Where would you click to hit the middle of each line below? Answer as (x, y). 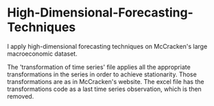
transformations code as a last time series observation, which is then (105, 89)
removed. (21, 96)
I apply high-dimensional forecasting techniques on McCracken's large (107, 46)
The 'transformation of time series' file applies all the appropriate (99, 67)
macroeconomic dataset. (42, 54)
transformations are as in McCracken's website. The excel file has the (106, 81)
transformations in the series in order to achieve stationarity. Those (102, 74)
